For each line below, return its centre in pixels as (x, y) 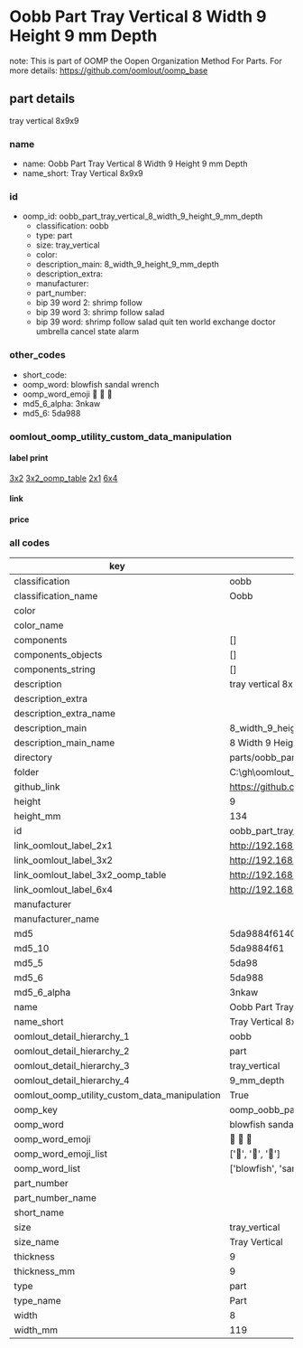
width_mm (36, 1330)
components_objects (58, 655)
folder (27, 772)
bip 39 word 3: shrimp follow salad (100, 313)
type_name (37, 1301)
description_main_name (64, 743)
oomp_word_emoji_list (61, 1154)
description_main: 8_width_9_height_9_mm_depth (127, 265)
